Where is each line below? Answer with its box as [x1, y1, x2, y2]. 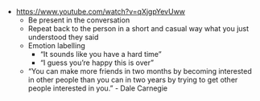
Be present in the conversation [27, 15, 130, 25]
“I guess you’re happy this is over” [39, 58, 155, 67]
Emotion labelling [27, 41, 86, 50]
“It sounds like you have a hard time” [39, 50, 163, 59]
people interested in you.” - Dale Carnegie [27, 83, 167, 93]
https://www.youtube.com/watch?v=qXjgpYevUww [15, 7, 186, 16]
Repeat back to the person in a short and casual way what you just [27, 24, 250, 33]
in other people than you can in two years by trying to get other [27, 75, 238, 84]
